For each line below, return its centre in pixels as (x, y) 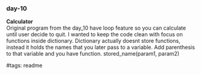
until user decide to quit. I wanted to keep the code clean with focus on (94, 34)
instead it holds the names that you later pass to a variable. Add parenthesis (101, 47)
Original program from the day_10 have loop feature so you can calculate (96, 28)
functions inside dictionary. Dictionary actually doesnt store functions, (93, 41)
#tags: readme (24, 65)
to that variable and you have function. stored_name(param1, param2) (93, 54)
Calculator (20, 22)
